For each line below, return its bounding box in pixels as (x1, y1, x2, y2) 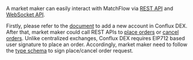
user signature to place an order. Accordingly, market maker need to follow (6, 41, 188, 48)
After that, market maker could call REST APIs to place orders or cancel (6, 29, 179, 36)
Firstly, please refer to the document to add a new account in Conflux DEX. (6, 23, 188, 29)
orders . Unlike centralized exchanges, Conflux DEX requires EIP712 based (6, 35, 185, 41)
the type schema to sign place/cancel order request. (6, 47, 134, 54)
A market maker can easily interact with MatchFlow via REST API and (6, 5, 174, 12)
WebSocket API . (6, 11, 45, 18)
